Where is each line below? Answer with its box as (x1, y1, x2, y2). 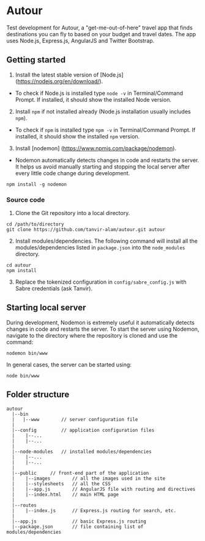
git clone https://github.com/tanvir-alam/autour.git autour (6, 227, 166, 233)
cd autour (6, 262, 32, 268)
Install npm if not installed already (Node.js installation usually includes (15, 108, 191, 115)
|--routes (12, 502, 37, 509)
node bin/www (6, 373, 40, 379)
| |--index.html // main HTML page (12, 491, 119, 497)
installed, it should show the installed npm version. (15, 132, 140, 140)
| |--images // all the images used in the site (12, 475, 166, 482)
